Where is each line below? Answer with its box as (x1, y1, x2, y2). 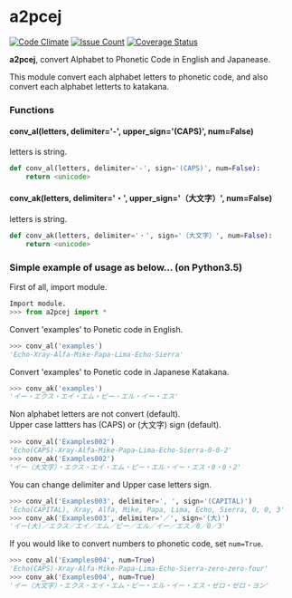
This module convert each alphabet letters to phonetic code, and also (9, 71, 268, 82)
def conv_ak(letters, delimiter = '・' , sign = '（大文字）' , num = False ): (9, 231, 273, 241)
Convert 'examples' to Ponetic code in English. (9, 323, 184, 334)
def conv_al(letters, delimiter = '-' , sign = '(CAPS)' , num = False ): (9, 164, 260, 173)
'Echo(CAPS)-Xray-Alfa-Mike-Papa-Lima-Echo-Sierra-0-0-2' (9, 446, 232, 455)
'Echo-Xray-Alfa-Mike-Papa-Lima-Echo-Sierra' (9, 350, 184, 359)
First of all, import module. (9, 282, 108, 293)
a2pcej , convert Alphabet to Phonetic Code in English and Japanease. (9, 53, 271, 64)
